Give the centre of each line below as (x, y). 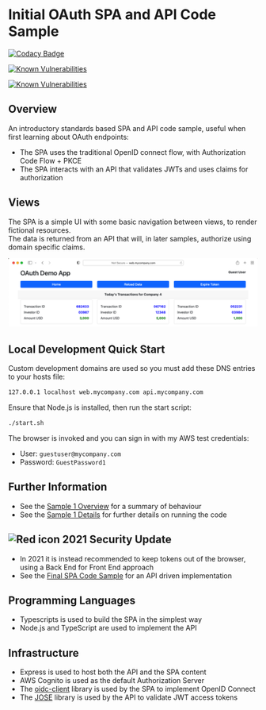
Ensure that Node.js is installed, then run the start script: (100, 407)
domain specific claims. (47, 247)
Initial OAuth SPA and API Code (112, 15)
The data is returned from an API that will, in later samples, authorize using (130, 238)
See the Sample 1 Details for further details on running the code (123, 515)
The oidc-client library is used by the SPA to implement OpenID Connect (137, 689)
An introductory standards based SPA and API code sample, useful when (127, 128)
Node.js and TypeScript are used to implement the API (108, 628)
